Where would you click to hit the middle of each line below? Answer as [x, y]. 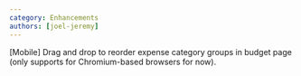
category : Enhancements [54, 18]
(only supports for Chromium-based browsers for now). [113, 62]
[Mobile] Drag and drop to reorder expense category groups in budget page [150, 52]
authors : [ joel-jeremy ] [54, 26]
